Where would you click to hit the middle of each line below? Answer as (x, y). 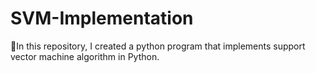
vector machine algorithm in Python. (85, 56)
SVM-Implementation (102, 18)
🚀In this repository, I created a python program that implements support (158, 46)
